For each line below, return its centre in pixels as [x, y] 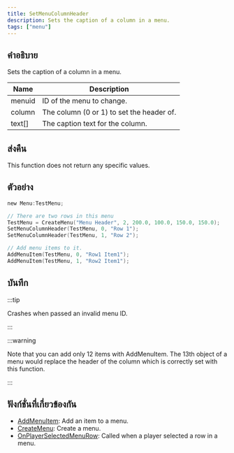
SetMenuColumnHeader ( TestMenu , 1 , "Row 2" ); [73, 236]
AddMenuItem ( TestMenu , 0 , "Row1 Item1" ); [68, 255]
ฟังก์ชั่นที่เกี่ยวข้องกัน [42, 404]
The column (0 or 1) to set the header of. [109, 113]
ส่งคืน [17, 149]
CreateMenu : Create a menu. [59, 429]
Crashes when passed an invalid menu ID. [67, 313]
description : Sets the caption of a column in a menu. [89, 20]
